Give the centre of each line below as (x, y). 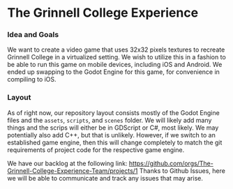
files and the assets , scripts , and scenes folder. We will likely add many (110, 120)
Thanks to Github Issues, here (182, 171)
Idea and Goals (33, 35)
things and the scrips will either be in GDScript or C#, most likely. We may (113, 128)
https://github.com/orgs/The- (171, 163)
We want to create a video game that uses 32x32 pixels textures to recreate (116, 50)
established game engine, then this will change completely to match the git (115, 142)
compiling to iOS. (32, 80)
